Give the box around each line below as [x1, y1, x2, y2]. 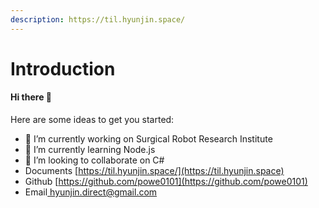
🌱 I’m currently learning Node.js [24, 144, 156, 156]
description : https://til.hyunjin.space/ [10, 14, 186, 25]
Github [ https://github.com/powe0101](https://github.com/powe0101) [24, 176, 308, 188]
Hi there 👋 [10, 91, 52, 103]
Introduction [10, 57, 116, 80]
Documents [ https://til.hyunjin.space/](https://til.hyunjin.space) [24, 165, 285, 177]
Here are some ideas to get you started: [10, 114, 175, 126]
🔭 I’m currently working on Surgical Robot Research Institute [24, 133, 273, 145]
